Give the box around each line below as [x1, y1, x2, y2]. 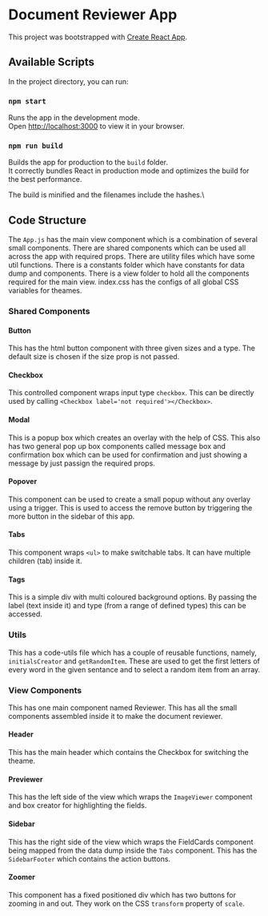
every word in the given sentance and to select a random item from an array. [8, 664, 261, 674]
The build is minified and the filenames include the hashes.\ [8, 190, 205, 200]
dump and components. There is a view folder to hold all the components [8, 268, 250, 278]
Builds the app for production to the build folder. [8, 158, 169, 167]
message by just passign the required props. [8, 458, 156, 468]
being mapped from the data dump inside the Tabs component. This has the [8, 845, 258, 855]
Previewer [8, 774, 43, 784]
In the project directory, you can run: [8, 76, 129, 86]
